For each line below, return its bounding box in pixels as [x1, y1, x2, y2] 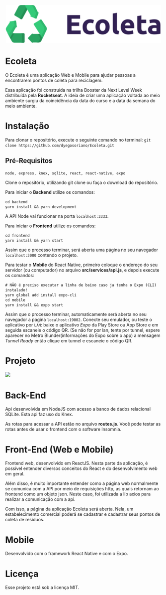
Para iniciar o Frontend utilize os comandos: [5, 223, 96, 229]
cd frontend [5, 233, 30, 238]
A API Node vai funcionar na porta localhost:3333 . [5, 213, 109, 219]
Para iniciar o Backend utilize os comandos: [5, 189, 95, 195]
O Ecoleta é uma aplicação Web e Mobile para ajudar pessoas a [5, 72, 136, 78]
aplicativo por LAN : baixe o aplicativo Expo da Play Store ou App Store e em [5, 321, 159, 328]
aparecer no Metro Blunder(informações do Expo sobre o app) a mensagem [5, 332, 161, 338]
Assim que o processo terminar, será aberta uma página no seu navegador [5, 247, 158, 253]
